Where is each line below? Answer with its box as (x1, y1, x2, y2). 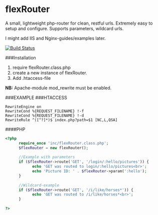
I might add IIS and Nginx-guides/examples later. (5, 35, 106, 41)
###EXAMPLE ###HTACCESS (5, 94, 67, 100)
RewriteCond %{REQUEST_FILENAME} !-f (5, 109, 84, 114)
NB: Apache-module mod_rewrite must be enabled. (5, 84, 112, 91)
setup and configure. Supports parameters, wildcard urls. (5, 25, 124, 31)
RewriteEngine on (5, 104, 42, 109)
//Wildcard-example (18, 182, 59, 188)
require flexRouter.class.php (12, 64, 71, 70)
